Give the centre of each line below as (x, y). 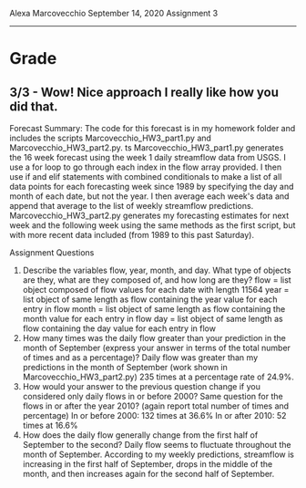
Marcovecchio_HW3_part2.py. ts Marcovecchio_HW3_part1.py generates (147, 148)
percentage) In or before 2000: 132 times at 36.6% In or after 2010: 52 (154, 415)
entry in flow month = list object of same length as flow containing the (154, 309)
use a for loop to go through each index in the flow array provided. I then (146, 167)
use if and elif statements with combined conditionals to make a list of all (146, 177)
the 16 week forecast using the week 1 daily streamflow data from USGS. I (148, 157)
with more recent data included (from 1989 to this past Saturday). (132, 235)
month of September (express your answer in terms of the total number (157, 348)
